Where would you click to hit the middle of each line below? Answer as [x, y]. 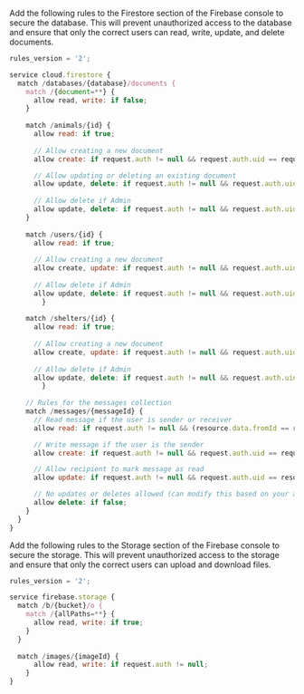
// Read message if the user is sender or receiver [133, 419]
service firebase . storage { [62, 597]
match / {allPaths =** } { [71, 614]
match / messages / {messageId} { [85, 411]
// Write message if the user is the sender [119, 444]
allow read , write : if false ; [90, 100]
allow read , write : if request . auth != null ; [120, 665]
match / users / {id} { [64, 235]
